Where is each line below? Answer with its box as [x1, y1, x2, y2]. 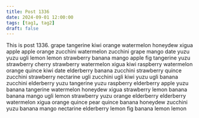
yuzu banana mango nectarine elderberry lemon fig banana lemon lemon [6, 105, 187, 112]
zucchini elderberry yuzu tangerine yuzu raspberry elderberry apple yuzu [6, 80, 189, 87]
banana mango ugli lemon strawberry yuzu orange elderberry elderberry [6, 92, 186, 100]
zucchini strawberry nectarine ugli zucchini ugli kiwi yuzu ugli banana [6, 73, 179, 80]
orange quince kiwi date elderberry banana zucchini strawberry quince [6, 67, 182, 74]
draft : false [6, 25, 39, 32]
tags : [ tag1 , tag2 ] [6, 20, 55, 26]
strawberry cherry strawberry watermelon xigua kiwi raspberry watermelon [6, 61, 193, 68]
